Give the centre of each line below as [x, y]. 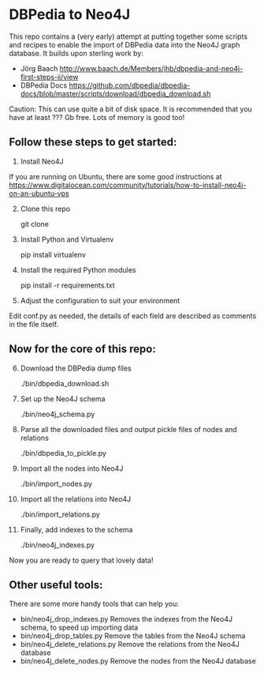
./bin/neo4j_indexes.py [58, 545]
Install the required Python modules [78, 269]
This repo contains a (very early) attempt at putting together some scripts [128, 36]
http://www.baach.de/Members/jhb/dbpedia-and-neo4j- [151, 68]
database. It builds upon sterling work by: [76, 53]
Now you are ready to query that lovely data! [81, 560]
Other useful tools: [56, 585]
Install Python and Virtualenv [67, 239]
